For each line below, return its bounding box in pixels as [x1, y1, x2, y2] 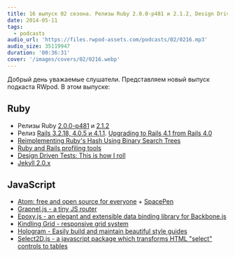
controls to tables [17, 242, 68, 251]
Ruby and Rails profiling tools [17, 144, 101, 152]
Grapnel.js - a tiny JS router [17, 204, 98, 214]
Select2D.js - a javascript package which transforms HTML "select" [17, 235, 213, 243]
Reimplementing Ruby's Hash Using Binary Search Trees [17, 136, 181, 144]
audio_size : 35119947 [7, 43, 71, 50]
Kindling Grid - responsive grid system [17, 220, 129, 228]
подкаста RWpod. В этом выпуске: [7, 82, 111, 91]
